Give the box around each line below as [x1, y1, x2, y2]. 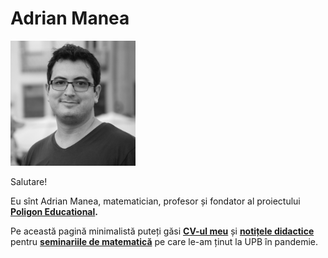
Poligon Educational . [10, 205, 98, 217]
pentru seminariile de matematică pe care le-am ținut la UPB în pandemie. [10, 235, 319, 247]
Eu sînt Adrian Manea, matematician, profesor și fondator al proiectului [10, 195, 301, 207]
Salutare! [10, 175, 48, 187]
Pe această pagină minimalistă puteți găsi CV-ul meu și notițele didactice [10, 225, 315, 237]
